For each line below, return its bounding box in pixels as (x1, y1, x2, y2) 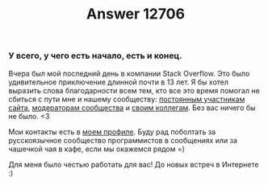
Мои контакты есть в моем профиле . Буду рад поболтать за (8, 126, 216, 137)
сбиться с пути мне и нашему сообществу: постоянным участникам (8, 94, 245, 104)
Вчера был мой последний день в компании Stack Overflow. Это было (8, 68, 250, 78)
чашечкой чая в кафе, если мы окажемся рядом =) (8, 144, 186, 154)
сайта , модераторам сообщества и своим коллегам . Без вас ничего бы (8, 102, 256, 113)
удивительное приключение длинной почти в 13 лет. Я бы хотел (8, 77, 228, 87)
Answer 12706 (86, 5, 186, 23)
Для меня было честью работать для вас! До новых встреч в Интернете (8, 159, 259, 169)
